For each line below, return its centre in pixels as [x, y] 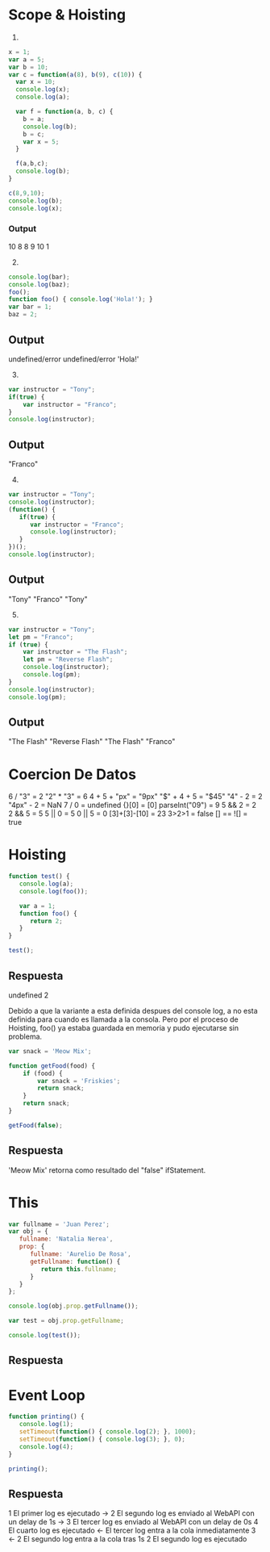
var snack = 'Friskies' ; [79, 1081]
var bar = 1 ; [30, 307]
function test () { [39, 876]
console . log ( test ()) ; [45, 1336]
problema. [25, 1036]
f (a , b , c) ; [32, 164]
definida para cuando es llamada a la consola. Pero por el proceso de [124, 1019]
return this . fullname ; [79, 1269]
